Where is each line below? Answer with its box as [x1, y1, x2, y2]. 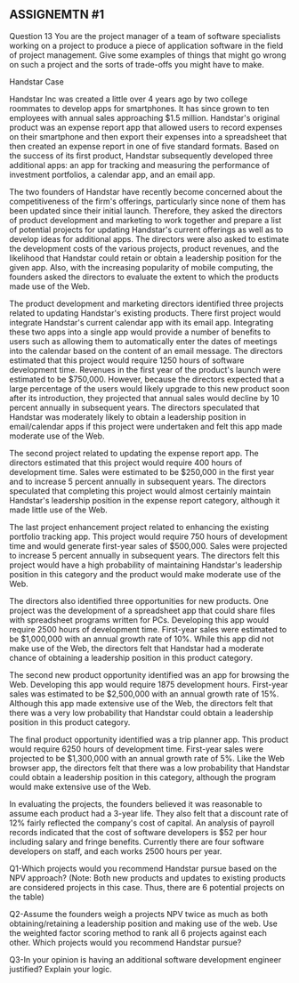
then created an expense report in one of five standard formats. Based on [9, 141, 279, 151]
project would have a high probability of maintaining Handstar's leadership [9, 560, 283, 570]
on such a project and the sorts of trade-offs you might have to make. [9, 59, 264, 69]
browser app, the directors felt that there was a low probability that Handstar [9, 762, 290, 773]
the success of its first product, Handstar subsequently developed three [9, 150, 273, 161]
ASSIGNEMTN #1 [9, 7, 105, 22]
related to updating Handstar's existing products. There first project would [9, 307, 282, 318]
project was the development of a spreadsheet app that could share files [9, 605, 276, 616]
